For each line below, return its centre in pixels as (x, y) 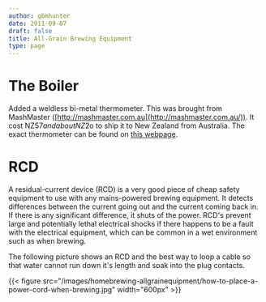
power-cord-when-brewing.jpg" (62, 289)
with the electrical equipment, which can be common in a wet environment (133, 232)
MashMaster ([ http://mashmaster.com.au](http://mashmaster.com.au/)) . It (131, 117)
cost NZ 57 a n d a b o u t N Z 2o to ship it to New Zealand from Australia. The (127, 125)
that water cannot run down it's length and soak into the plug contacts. (127, 265)
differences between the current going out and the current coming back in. (133, 206)
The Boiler (44, 86)
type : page (27, 46)
